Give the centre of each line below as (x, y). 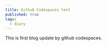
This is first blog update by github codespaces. (54, 38)
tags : (11, 19)
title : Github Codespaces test (38, 10)
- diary (18, 24)
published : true (22, 14)
